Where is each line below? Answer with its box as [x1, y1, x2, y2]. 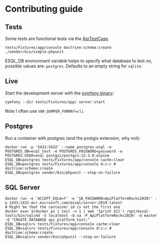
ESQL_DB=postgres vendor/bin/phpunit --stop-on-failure [5, 170, 120, 175]
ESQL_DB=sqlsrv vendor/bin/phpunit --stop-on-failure [5, 235, 116, 240]
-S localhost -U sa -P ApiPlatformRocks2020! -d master [42, 213, 158, 218]
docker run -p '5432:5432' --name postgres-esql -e [5, 145, 112, 150]
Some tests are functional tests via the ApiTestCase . [5, 36, 110, 41]
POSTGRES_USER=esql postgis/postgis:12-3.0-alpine [5, 153, 110, 158]
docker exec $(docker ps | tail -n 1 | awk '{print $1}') [5, 209, 125, 214]
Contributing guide [5, 3, 83, 15]
